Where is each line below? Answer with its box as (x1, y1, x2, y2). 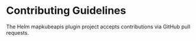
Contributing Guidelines (6, 4, 126, 17)
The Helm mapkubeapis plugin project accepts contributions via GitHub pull (6, 23, 191, 30)
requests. (6, 29, 30, 36)
